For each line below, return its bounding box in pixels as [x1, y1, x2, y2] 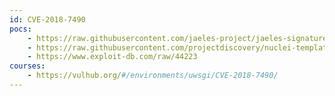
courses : [9, 61, 46, 71]
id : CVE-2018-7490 [9, 14, 86, 25]
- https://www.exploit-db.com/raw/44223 [27, 52, 198, 62]
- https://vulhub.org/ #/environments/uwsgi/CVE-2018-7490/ [27, 71, 279, 81]
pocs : [9, 24, 32, 34]
